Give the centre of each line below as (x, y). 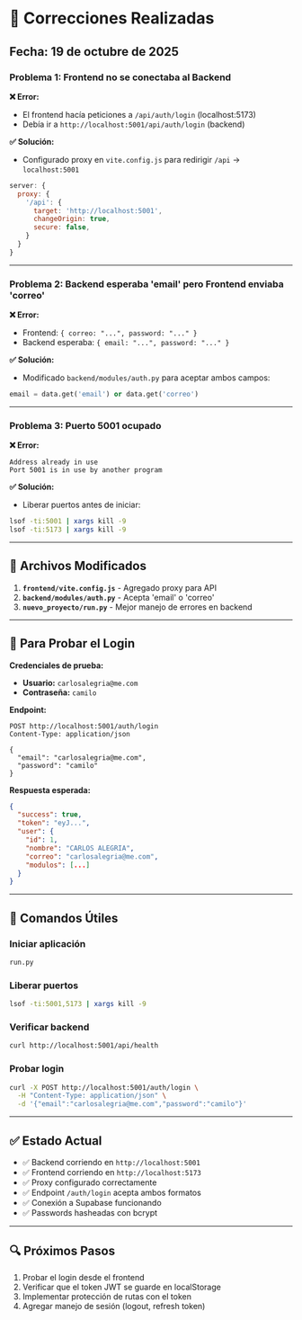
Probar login (37, 1069)
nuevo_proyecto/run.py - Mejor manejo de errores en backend (138, 607)
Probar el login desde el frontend (84, 1277)
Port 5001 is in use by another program (86, 470)
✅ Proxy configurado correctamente (89, 1182)
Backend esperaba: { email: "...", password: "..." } (126, 343)
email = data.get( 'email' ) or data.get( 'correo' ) (104, 395)
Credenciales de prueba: (57, 665)
